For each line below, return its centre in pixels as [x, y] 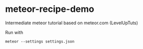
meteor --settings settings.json [40, 41]
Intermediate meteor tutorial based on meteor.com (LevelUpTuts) [72, 23]
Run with [14, 32]
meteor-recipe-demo [50, 9]
